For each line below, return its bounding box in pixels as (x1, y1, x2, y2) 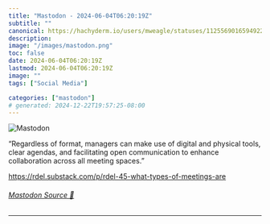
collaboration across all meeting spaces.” (8, 156, 145, 166)
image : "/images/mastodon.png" (8, 42, 113, 50)
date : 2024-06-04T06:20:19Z (8, 57, 103, 65)
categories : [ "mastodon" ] (8, 93, 95, 102)
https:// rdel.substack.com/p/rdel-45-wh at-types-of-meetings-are (8, 172, 227, 181)
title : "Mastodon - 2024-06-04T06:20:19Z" (8, 11, 153, 20)
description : (8, 34, 52, 43)
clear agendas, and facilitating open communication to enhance (8, 147, 219, 157)
